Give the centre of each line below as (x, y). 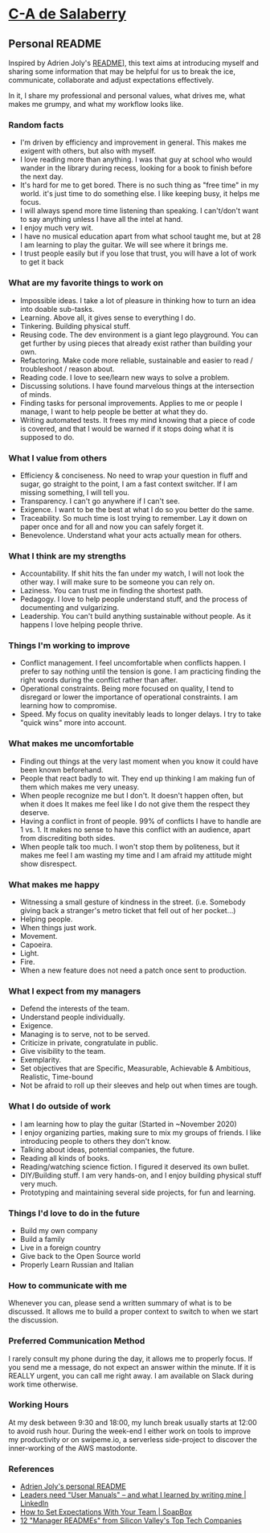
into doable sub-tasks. (57, 309)
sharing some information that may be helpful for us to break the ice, (122, 72)
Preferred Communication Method (77, 1341)
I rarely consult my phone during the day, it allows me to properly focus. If (131, 1359)
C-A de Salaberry (67, 14)
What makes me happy (54, 884)
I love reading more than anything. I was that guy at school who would (136, 160)
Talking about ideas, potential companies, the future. (107, 1150)
